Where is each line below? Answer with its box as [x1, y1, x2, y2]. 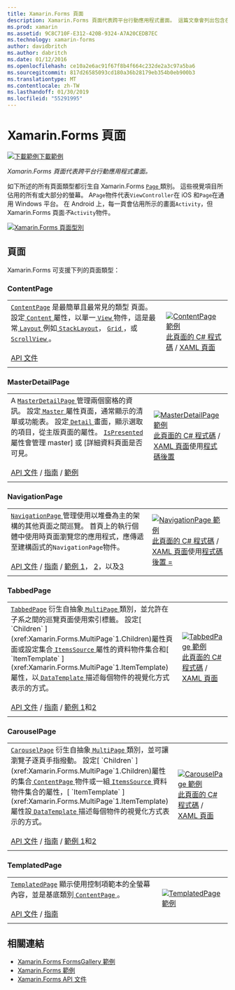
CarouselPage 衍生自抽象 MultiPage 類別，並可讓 [10, 745, 169, 755]
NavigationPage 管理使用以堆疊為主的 [10, 510, 133, 520]
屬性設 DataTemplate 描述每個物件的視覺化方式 [10, 807, 163, 817]
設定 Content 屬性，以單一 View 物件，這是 [10, 313, 149, 323]
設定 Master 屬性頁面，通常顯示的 [27, 407, 136, 416]
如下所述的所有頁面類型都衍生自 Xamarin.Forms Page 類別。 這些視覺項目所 [7, 182, 224, 190]
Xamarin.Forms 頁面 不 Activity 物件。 [7, 208, 115, 216]
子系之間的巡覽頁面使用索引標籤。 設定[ [10, 614, 142, 624]
